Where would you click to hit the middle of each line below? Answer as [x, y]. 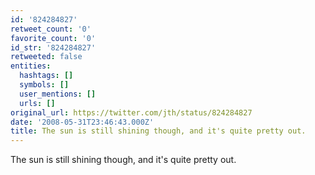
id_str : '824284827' [53, 47]
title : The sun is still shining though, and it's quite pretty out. [158, 131]
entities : [31, 66]
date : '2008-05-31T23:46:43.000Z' [82, 122]
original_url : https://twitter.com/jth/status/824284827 [131, 112]
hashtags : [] [46, 76]
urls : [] [37, 103]
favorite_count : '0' [53, 38]
